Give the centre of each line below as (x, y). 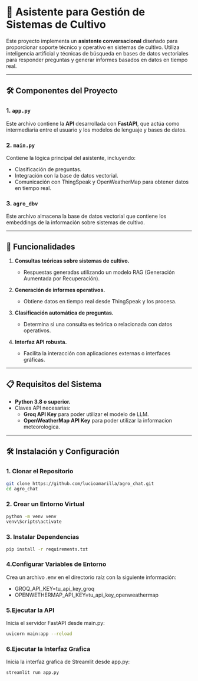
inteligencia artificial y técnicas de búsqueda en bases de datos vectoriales (97, 53)
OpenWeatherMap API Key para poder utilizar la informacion (98, 420)
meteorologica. (42, 427)
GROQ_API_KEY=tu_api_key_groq (55, 588)
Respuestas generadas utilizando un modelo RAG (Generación (99, 272)
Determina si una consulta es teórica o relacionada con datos (98, 325)
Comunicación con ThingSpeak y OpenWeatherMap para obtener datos (102, 182)
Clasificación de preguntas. (48, 169)
